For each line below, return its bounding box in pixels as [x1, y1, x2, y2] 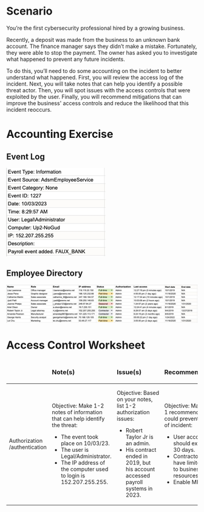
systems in [125, 485, 153, 493]
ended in [125, 452, 148, 460]
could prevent [164, 415, 199, 423]
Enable [173, 479, 191, 486]
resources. [173, 472, 200, 479]
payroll [125, 479, 143, 486]
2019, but [125, 459, 151, 466]
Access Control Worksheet [6, 338, 146, 352]
